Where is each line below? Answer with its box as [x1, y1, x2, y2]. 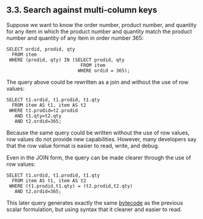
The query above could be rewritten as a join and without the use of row [6, 78, 189, 85]
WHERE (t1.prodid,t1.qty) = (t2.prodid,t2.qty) [9, 183, 133, 189]
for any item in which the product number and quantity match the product [6, 28, 192, 35]
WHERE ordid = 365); [77, 67, 131, 74]
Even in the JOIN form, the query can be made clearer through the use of [6, 153, 191, 161]
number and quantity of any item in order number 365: [6, 34, 144, 42]
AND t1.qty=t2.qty [14, 113, 62, 119]
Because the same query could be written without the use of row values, [6, 129, 190, 136]
